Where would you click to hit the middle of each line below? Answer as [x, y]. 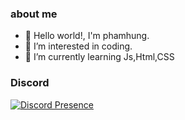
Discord [30, 83]
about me [34, 14]
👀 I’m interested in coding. [78, 46]
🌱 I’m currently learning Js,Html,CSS [99, 57]
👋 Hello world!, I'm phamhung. [87, 36]
